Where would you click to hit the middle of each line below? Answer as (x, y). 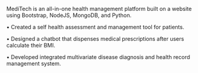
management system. (34, 64)
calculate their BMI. (31, 45)
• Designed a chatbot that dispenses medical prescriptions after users (95, 39)
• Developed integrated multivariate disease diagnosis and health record (98, 57)
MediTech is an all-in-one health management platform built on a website (99, 9)
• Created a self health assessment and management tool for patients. (95, 27)
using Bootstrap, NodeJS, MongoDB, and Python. (69, 15)
